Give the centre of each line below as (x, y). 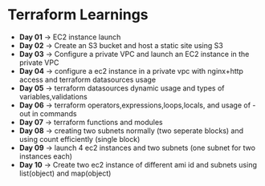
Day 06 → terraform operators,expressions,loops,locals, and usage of (135, 105)
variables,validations (53, 96)
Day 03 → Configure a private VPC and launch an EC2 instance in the (134, 54)
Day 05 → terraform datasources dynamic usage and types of (122, 88)
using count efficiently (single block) (79, 139)
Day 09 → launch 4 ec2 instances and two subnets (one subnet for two (137, 148)
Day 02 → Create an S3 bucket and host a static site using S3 (121, 45)
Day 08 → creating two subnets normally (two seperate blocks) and (131, 131)
